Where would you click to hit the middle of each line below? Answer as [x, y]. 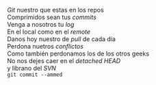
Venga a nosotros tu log [41, 24]
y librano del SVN [32, 68]
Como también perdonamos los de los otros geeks [78, 53]
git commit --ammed [35, 75]
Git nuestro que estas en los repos [55, 10]
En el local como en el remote [49, 32]
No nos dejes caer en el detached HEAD [64, 61]
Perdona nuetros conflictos [45, 46]
